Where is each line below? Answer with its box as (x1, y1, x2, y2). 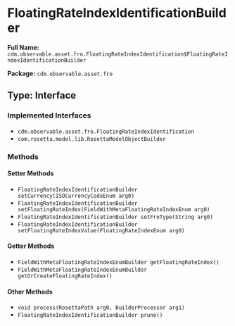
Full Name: (7, 43, 39, 51)
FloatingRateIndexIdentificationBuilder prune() (17, 312, 163, 319)
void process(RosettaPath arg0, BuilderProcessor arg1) (17, 304, 185, 311)
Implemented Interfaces (7, 111, 91, 120)
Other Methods (7, 287, 53, 296)
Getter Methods (7, 242, 55, 251)
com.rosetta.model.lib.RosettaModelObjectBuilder (17, 135, 167, 142)
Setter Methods (7, 169, 54, 177)
